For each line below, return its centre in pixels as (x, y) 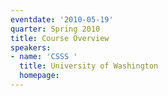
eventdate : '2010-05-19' (62, 19)
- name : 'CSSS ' (44, 57)
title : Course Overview (60, 38)
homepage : (39, 76)
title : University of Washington (89, 66)
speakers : (31, 47)
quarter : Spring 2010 (55, 29)
